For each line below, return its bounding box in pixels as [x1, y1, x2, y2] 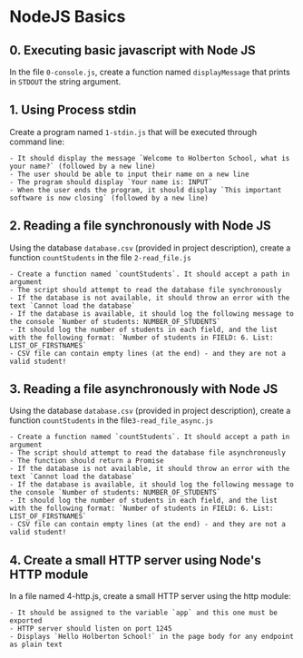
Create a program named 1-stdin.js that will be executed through [9, 126, 257, 137]
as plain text [9, 640, 64, 650]
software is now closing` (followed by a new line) [9, 193, 209, 202]
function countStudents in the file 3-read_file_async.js [9, 415, 214, 426]
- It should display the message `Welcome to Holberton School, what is [9, 153, 290, 162]
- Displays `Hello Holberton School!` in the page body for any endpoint [9, 633, 295, 642]
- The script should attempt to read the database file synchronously [9, 285, 282, 294]
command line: [9, 136, 65, 147]
